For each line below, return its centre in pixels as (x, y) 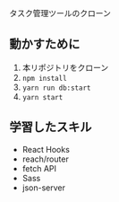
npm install (44, 78)
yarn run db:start (56, 88)
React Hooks (46, 149)
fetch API (39, 168)
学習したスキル (51, 127)
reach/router (45, 159)
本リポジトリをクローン (65, 67)
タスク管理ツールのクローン (60, 13)
